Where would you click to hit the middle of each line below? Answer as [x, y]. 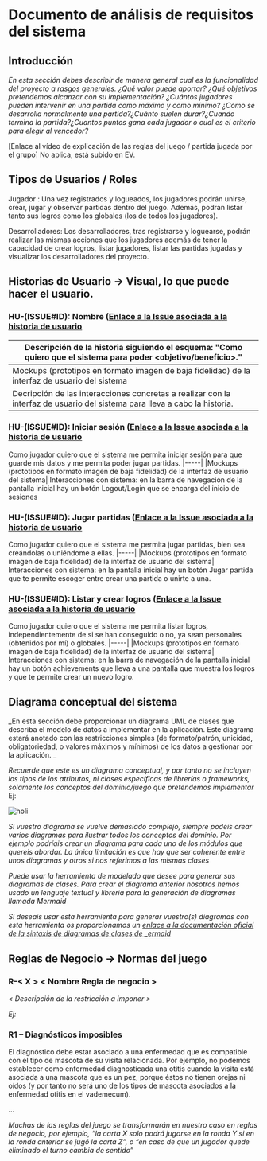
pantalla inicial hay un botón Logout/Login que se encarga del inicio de [124, 488]
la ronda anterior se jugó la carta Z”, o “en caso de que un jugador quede [129, 1142]
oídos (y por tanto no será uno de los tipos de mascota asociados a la [122, 1086]
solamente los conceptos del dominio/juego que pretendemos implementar [131, 787]
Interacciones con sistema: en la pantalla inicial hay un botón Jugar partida [131, 570]
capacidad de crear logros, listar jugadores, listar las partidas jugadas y [125, 247]
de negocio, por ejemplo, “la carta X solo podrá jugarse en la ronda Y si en [132, 1134]
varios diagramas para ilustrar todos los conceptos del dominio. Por [120, 835]
